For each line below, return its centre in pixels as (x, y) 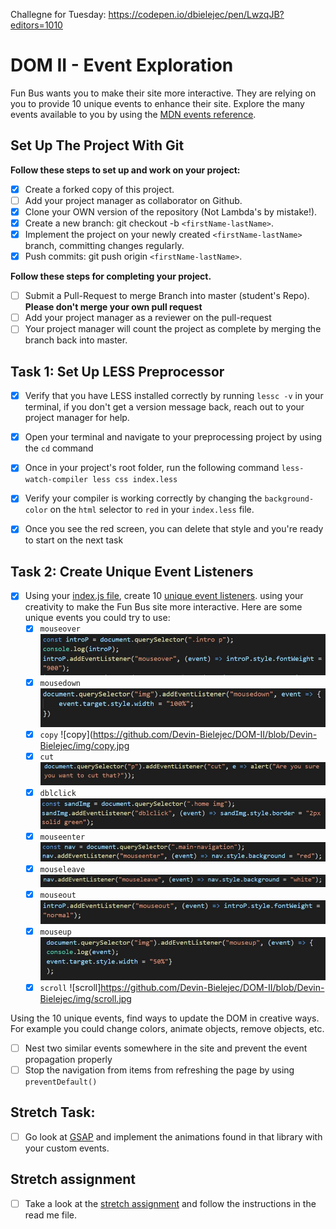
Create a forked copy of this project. (99, 189)
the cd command (59, 448)
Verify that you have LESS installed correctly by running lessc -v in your (174, 396)
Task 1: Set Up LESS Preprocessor (117, 371)
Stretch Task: (53, 1112)
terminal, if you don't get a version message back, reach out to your (164, 407)
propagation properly (68, 1059)
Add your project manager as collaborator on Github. (133, 200)
